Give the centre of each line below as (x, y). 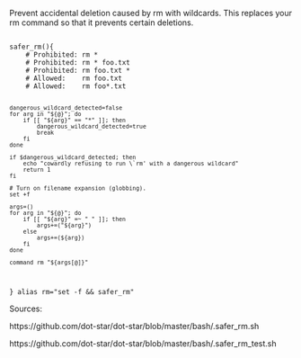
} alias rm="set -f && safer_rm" (72, 291)
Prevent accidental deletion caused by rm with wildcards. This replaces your (151, 13)
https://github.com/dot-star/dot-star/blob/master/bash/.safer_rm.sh (134, 326)
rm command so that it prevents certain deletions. (102, 22)
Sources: (26, 309)
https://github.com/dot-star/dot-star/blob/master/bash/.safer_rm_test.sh (143, 343)
